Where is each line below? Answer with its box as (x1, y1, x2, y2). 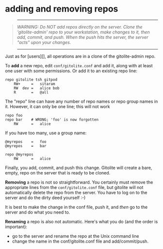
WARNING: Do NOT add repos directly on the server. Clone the (16, 24, 143, 30)
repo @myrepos (5, 152, 34, 157)
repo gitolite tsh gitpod (5, 77, 57, 82)
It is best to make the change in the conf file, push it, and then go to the (5, 204, 148, 210)
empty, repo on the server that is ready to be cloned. (5, 170, 111, 175)
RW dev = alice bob (14, 86, 60, 91)
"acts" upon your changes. (16, 39, 71, 45)
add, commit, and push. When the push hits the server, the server (16, 34, 148, 40)
